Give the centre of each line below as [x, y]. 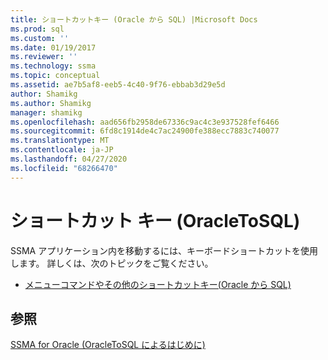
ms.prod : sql [37, 29]
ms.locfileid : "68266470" [64, 168]
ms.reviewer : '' [44, 57]
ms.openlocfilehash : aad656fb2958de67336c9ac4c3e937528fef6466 [145, 122]
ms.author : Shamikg [51, 103]
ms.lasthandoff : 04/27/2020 [69, 159]
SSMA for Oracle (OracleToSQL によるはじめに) [108, 345]
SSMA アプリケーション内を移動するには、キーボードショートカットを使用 [164, 250]
